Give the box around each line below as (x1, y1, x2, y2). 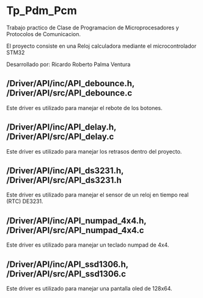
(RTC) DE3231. (6, 198, 44, 205)
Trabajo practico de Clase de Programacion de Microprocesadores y (6, 24, 179, 31)
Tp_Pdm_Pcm (6, 4, 78, 18)
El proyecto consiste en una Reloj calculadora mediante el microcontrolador (6, 42, 197, 50)
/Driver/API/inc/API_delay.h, (6, 122, 117, 132)
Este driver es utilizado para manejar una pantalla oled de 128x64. (6, 285, 172, 292)
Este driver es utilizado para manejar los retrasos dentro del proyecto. (6, 147, 182, 155)
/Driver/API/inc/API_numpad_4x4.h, (6, 215, 147, 226)
